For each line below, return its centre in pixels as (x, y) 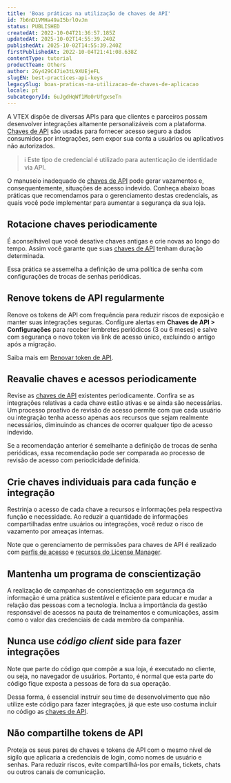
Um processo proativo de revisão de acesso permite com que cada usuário (114, 410)
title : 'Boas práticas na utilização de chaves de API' (89, 13)
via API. (35, 167)
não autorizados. (31, 146)
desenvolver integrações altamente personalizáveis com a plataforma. (107, 124)
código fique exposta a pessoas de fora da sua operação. (89, 683)
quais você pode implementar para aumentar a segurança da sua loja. (107, 203)
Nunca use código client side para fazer (94, 641)
